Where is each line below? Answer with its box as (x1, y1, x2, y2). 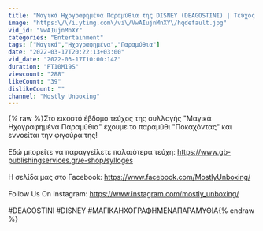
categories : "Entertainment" (8, 33, 104, 42)
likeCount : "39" (8, 77, 61, 85)
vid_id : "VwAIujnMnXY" (8, 26, 83, 34)
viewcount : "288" (8, 70, 65, 78)
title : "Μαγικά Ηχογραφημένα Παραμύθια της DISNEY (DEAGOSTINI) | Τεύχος (8, 11, 256, 20)
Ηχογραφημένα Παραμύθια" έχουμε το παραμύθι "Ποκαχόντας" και (8, 122, 232, 132)
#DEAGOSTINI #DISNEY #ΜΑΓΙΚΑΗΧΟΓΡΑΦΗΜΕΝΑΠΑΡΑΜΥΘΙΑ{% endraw (8, 206, 254, 215)
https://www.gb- (176, 147, 231, 157)
